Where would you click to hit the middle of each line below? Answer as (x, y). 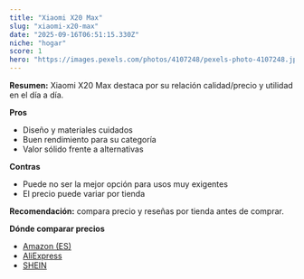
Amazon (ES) (47, 246)
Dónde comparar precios (57, 228)
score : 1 (26, 51)
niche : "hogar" (38, 43)
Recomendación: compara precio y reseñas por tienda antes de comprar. (147, 211)
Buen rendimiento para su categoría (89, 139)
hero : (19, 60)
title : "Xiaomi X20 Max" (56, 18)
